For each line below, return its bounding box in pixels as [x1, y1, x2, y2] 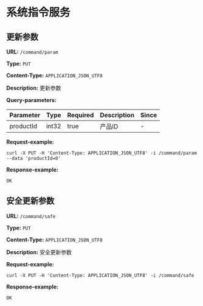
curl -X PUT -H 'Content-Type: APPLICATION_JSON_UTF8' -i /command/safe [6, 272, 194, 279]
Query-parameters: [6, 97, 57, 103]
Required [67, 111, 94, 119]
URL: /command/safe [6, 212, 56, 220]
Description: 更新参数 [6, 85, 61, 91]
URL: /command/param [6, 48, 59, 55]
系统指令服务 [6, 5, 71, 19]
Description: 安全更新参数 [6, 248, 72, 256]
